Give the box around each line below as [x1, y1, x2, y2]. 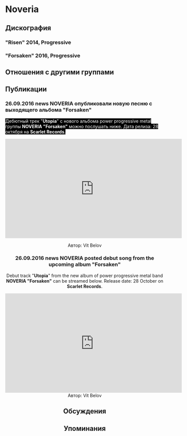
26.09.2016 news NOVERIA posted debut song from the [15, 255, 155, 262]
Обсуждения [63, 407, 106, 416]
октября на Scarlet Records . [5, 129, 66, 135]
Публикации [5, 85, 47, 94]
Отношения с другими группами [5, 68, 114, 76]
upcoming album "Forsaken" [48, 261, 121, 268]
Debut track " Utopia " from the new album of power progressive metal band [6, 272, 163, 279]
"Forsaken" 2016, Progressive [5, 52, 81, 59]
